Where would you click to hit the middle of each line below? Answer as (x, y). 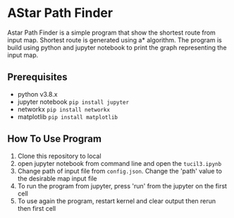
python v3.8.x (37, 94)
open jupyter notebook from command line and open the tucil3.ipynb (119, 163)
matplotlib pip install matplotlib (68, 116)
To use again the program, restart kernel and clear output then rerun (117, 201)
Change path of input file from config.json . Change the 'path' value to (119, 171)
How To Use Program (55, 139)
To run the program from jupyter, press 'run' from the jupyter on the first (122, 186)
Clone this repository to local (59, 156)
